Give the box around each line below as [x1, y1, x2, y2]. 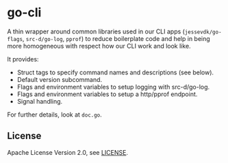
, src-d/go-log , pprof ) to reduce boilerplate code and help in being [22, 34, 210, 42]
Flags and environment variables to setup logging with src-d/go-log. [16, 83, 210, 91]
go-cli [7, 5, 42, 20]
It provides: [7, 55, 39, 63]
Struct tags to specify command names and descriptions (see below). [16, 68, 214, 76]
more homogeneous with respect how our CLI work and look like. [7, 42, 191, 50]
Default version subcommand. [16, 75, 103, 83]
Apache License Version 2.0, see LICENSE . [7, 148, 129, 156]
